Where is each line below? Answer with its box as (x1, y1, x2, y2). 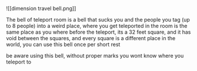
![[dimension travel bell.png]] (6, 5, 76, 12)
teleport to (6, 58, 31, 65)
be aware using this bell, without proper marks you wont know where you (6, 52, 184, 59)
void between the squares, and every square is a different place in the (6, 35, 176, 41)
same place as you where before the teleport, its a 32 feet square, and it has (6, 29, 191, 35)
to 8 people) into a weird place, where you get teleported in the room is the (6, 23, 188, 29)
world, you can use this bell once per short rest (6, 41, 121, 48)
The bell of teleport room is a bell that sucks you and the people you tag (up (6, 16, 190, 23)
